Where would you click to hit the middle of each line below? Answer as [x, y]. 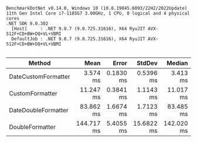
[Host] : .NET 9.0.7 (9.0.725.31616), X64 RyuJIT [78, 29]
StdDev [147, 63]
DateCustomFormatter [40, 77]
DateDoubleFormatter [39, 110]
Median [177, 63]
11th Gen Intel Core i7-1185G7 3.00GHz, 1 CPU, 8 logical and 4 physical [98, 13]
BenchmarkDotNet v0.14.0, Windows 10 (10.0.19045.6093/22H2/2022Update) [97, 8]
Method [40, 63]
